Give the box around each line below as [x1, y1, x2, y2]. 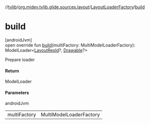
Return [5, 68, 19, 74]
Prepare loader [5, 57, 35, 62]
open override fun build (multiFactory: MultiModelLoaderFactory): [5, 42, 135, 48]
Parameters [5, 90, 29, 95]
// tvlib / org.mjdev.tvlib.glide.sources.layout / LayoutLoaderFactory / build [5, 4, 145, 10]
